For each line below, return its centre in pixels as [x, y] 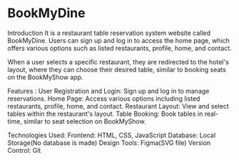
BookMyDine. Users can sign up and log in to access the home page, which [119, 40]
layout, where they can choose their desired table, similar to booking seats [117, 69]
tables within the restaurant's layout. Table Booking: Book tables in [105, 114]
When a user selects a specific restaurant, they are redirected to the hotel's [118, 61]
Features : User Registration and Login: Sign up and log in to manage [108, 91]
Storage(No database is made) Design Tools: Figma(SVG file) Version [109, 142]
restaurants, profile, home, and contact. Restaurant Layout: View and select [118, 106]
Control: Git [24, 150]
